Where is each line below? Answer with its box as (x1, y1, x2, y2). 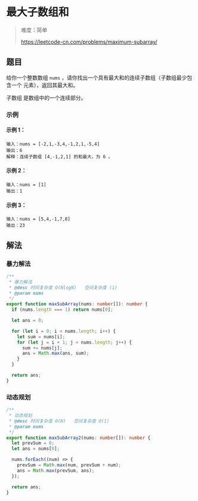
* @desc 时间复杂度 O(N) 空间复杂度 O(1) (8, 418, 110, 424)
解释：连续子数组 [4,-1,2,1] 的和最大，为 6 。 (6, 153, 113, 160)
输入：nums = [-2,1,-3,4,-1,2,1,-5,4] (6, 141, 100, 147)
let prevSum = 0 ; (11, 440, 55, 446)
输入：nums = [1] (6, 182, 47, 188)
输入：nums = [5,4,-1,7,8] (6, 216, 70, 222)
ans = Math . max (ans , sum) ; (21, 350, 89, 357)
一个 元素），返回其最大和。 (11, 81, 79, 88)
